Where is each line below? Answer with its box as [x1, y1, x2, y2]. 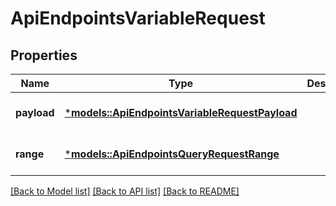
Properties [10, 47, 78, 64]
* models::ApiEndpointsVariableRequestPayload [64, 106, 298, 119]
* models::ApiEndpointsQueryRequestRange [64, 147, 280, 161]
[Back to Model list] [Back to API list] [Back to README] [10, 185, 240, 197]
